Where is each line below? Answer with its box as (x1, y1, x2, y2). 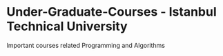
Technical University (6, 18, 128, 34)
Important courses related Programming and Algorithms (6, 41, 165, 49)
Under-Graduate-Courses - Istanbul (6, 4, 217, 20)
